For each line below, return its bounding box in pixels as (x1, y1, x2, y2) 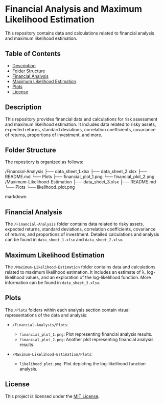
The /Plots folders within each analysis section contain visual (5, 307, 130, 313)
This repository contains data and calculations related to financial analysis (5, 30, 155, 36)
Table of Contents (5, 50, 61, 58)
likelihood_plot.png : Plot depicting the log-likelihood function (19, 360, 146, 367)
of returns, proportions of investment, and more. (5, 132, 103, 138)
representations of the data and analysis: (5, 312, 88, 318)
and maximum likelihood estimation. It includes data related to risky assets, (5, 121, 156, 127)
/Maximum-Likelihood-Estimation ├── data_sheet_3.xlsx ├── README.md (5, 179, 156, 185)
